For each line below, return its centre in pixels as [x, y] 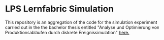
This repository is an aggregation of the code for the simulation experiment [81, 22]
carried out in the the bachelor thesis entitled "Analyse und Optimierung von [82, 27]
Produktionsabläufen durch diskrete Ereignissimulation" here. [67, 32]
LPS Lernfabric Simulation [60, 9]
